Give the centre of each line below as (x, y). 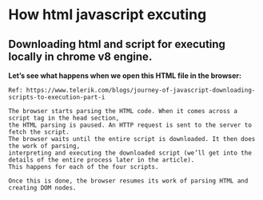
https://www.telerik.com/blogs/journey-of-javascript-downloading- (141, 90)
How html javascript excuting (108, 15)
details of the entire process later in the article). (102, 160)
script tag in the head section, (64, 118)
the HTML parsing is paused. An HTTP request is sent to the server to (130, 125)
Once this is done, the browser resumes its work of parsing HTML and (128, 181)
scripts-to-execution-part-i (57, 97)
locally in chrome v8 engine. (80, 56)
